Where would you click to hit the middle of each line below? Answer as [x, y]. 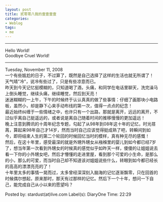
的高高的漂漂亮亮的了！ [28, 166]
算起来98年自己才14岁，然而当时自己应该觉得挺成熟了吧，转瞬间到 [80, 130]
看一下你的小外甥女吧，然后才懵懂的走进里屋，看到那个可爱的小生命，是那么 [81, 154]
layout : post [18, 9]
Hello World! [17, 50]
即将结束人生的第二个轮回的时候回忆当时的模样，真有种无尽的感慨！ [81, 136]
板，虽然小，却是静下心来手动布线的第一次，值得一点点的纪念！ [69, 106]
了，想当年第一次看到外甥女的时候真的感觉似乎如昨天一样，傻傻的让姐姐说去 [81, 148]
